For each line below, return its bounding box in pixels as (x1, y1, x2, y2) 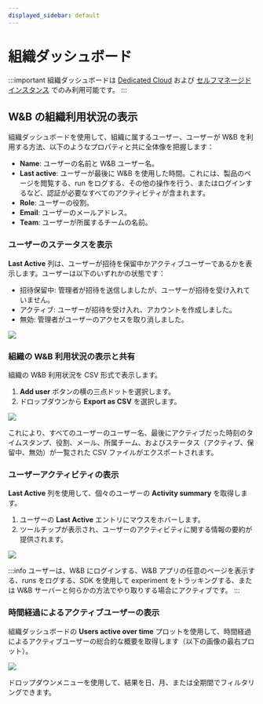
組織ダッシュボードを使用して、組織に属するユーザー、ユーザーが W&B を (8, 133, 247, 142)
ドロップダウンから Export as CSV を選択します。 (19, 396, 181, 406)
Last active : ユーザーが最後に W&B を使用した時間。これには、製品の (19, 169, 245, 178)
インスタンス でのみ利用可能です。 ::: (8, 85, 128, 94)
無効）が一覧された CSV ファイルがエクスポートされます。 (28, 447, 218, 457)
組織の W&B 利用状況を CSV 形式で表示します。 (8, 370, 163, 379)
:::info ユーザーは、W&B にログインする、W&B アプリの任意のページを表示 (8, 566, 249, 575)
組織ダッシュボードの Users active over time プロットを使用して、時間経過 (8, 626, 252, 636)
